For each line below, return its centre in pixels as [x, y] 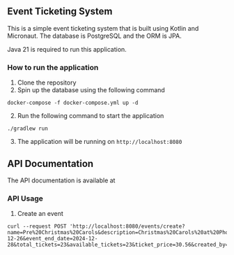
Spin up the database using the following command [91, 90]
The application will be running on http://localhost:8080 [100, 142]
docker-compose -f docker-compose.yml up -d [73, 103]
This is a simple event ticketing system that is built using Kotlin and [103, 28]
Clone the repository [47, 82]
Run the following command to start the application [91, 116]
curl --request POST [37, 226]
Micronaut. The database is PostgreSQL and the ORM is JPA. [95, 36]
